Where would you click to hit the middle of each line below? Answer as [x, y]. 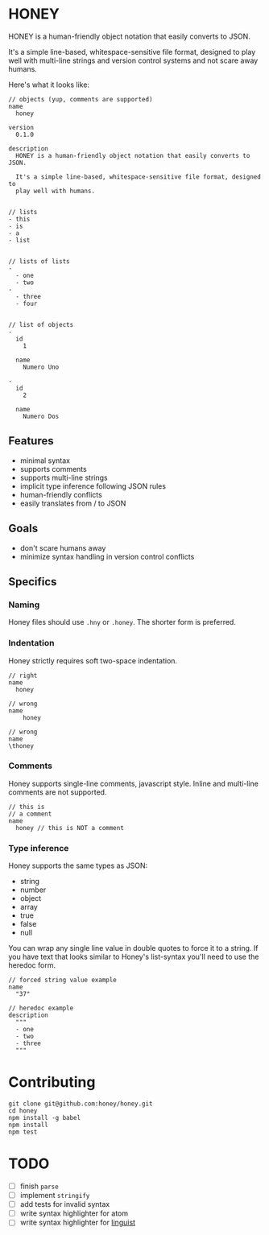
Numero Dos [41, 416]
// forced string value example [62, 980]
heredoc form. [32, 965]
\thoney [21, 746]
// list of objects [41, 324]
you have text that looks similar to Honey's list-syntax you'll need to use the [134, 957]
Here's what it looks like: [49, 85]
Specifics [33, 582]
